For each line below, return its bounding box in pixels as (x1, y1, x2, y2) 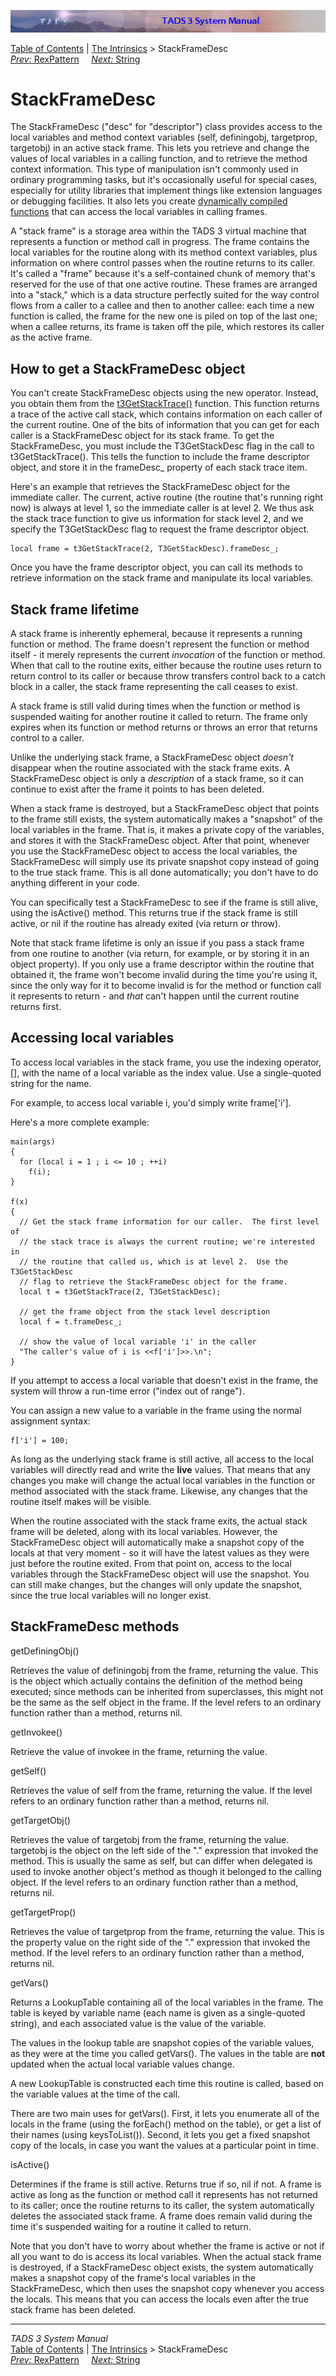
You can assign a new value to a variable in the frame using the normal (10, 1404, 302, 1416)
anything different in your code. (10, 877, 140, 889)
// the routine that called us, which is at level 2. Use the (19, 1256, 288, 1267)
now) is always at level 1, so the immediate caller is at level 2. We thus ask (10, 502, 315, 514)
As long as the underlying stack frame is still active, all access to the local (10, 1453, 314, 1465)
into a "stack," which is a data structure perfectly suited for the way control (10, 289, 320, 301)
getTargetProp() (10, 1906, 77, 1918)
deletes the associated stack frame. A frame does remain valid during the (10, 2210, 313, 2222)
